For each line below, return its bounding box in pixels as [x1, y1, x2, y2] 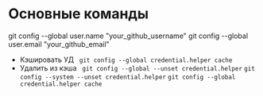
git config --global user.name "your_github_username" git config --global [8, 31, 249, 40]
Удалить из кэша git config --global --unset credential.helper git [19, 63, 256, 72]
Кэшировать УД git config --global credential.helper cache [19, 55, 233, 64]
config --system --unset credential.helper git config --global [19, 73, 236, 81]
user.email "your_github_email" [8, 39, 110, 48]
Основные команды [8, 5, 149, 23]
